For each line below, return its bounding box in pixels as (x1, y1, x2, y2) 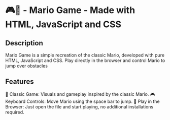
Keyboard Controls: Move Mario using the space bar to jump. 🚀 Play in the (5, 98, 160, 104)
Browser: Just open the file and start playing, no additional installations (5, 103, 154, 109)
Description (5, 39, 43, 47)
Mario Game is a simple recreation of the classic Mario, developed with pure (5, 52, 165, 58)
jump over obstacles (5, 63, 48, 69)
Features (5, 77, 34, 86)
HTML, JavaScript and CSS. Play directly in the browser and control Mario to (5, 57, 165, 64)
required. (5, 109, 24, 115)
